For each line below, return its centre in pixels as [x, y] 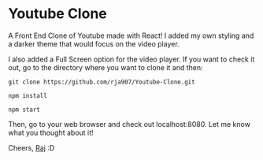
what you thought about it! [51, 132]
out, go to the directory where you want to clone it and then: [106, 67]
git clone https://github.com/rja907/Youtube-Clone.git [102, 82]
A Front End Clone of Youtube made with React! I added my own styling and [131, 35]
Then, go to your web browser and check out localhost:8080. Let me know [129, 124]
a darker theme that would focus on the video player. [94, 43]
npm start [24, 110]
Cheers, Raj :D [31, 147]
